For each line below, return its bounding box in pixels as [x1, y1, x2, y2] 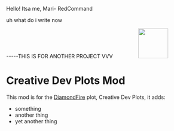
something [14, 105, 42, 112]
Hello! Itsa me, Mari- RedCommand [6, 5, 93, 12]
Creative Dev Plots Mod [6, 74, 126, 88]
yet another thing [14, 117, 57, 124]
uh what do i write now [6, 17, 63, 23]
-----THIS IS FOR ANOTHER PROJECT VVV [6, 53, 113, 60]
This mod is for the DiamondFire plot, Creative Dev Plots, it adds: [6, 93, 166, 101]
